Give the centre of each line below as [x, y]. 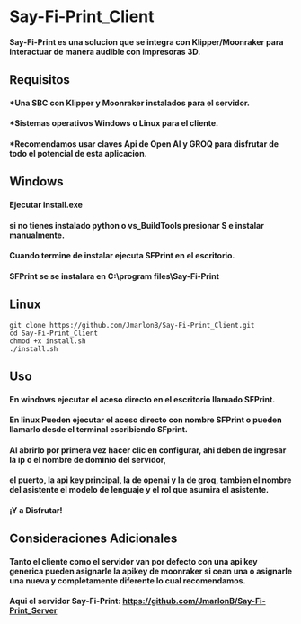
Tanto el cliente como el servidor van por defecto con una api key [133, 561]
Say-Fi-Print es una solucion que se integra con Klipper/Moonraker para [146, 41]
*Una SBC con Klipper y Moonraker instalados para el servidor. [129, 103]
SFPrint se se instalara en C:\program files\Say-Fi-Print [115, 276]
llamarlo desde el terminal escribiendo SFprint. [99, 430]
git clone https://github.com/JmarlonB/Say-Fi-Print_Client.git [132, 325]
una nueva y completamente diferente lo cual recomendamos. [128, 580]
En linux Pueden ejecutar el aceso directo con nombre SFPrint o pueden [146, 420]
